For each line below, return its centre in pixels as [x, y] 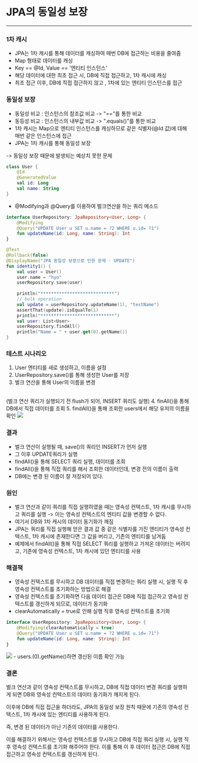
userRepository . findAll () [49, 327]
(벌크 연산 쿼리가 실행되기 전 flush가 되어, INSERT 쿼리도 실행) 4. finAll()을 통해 [98, 401]
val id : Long [33, 183]
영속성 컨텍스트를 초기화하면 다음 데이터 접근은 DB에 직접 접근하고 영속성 [98, 597]
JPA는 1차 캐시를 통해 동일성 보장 [53, 143]
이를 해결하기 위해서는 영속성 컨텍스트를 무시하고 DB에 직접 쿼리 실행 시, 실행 [94, 739]
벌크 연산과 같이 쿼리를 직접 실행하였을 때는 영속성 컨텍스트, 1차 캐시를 [95, 507]
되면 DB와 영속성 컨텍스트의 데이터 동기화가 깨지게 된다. [76, 694]
